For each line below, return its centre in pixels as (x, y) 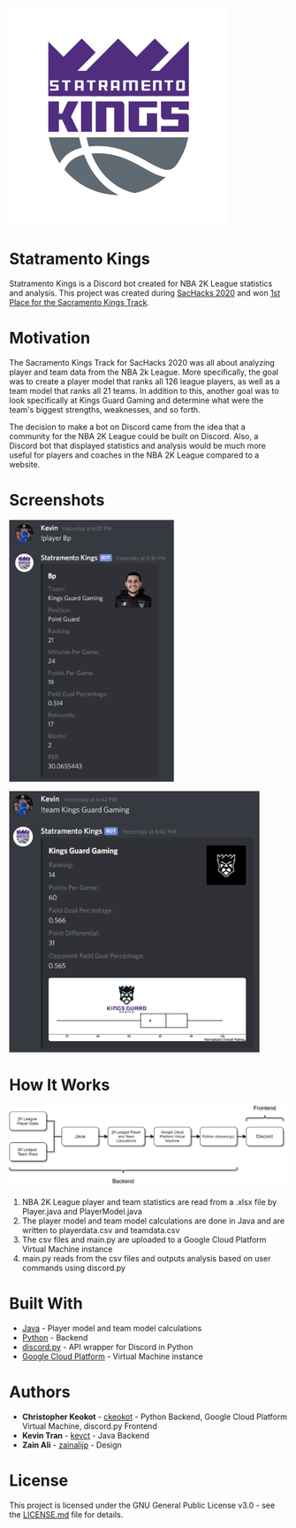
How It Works (60, 1085)
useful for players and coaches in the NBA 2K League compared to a (134, 455)
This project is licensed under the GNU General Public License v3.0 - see (142, 1505)
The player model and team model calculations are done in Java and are (153, 1221)
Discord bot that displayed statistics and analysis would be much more (138, 445)
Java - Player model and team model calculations (112, 1328)
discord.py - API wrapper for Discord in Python (107, 1347)
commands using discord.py (74, 1268)
